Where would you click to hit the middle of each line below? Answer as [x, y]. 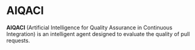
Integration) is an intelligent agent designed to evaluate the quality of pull [98, 34]
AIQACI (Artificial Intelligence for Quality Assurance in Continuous [90, 27]
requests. [18, 40]
